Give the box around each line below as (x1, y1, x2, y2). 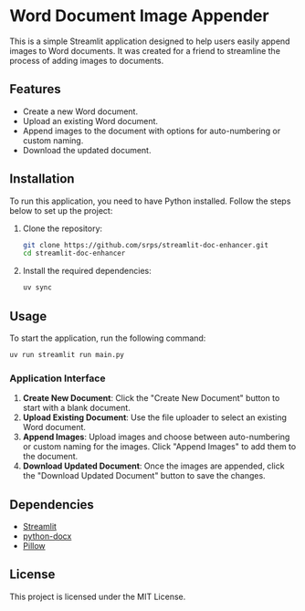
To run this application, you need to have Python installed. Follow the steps (9, 195, 291, 206)
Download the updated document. (22, 144, 152, 155)
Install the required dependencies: (22, 266, 152, 277)
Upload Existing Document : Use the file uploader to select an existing (22, 412, 288, 423)
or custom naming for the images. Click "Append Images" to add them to (22, 441, 297, 452)
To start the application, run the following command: (9, 332, 206, 343)
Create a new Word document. (22, 106, 139, 117)
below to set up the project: (9, 205, 113, 216)
